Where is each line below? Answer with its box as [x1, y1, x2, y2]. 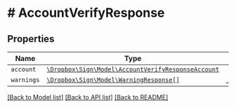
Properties [7, 33, 55, 45]
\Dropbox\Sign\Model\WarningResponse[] [46, 76, 181, 83]
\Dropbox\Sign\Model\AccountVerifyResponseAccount [46, 65, 220, 73]
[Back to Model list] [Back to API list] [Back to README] [7, 93, 169, 101]
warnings [11, 76, 40, 83]
